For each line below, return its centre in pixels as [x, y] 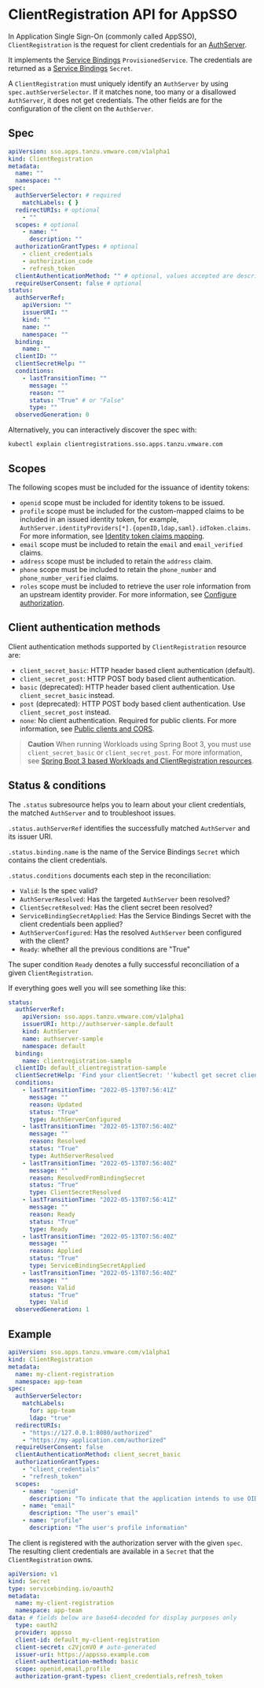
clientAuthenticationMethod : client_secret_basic [98, 1455]
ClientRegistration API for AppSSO [123, 15]
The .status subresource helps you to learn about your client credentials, [127, 804]
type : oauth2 [37, 1625]
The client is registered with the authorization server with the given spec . [125, 1542]
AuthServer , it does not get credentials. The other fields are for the [115, 100]
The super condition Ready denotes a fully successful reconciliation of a [124, 964]
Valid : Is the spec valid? [59, 890]
